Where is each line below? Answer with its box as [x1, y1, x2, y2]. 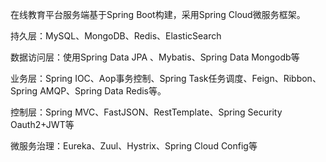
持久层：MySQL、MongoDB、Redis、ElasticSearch [10, 30, 222, 42]
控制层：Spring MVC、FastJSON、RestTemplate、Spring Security [10, 106, 283, 118]
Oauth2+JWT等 [10, 119, 75, 130]
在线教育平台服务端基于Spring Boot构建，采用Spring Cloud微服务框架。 [10, 9, 306, 20]
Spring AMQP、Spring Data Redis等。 [10, 85, 167, 97]
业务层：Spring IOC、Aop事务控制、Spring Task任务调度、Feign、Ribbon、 [10, 73, 322, 84]
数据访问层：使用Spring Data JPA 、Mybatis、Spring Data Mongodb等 [10, 51, 300, 63]
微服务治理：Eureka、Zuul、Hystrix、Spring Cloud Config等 [10, 140, 258, 152]
